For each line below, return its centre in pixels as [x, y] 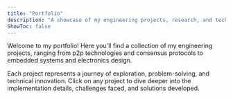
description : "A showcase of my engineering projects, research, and [110, 20]
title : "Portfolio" [35, 13]
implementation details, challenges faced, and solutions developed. [103, 88]
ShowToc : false [29, 26]
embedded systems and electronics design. [70, 60]
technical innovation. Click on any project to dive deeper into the [99, 81]
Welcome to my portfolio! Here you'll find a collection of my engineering [110, 46]
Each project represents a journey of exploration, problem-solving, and [109, 74]
